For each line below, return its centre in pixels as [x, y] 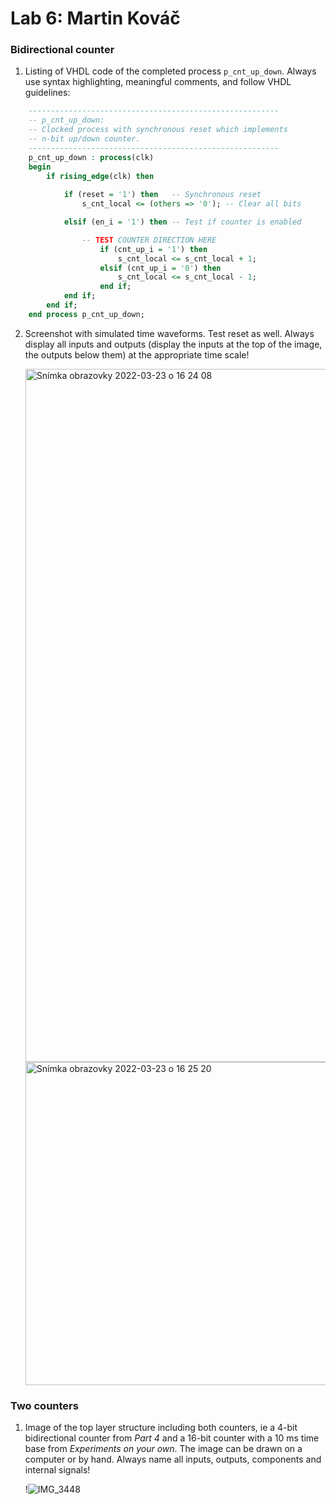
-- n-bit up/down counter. [84, 139]
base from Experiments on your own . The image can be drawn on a [163, 1449]
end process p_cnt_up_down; [86, 314]
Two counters [44, 1405]
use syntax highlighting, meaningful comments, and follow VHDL [158, 82]
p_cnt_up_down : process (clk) [91, 157]
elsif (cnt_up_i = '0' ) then [160, 268]
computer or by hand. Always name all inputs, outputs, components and [173, 1459]
